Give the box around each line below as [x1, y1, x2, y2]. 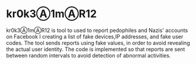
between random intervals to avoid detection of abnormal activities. [6, 52, 171, 59]
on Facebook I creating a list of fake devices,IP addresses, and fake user [6, 33, 184, 40]
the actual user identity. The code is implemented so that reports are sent [6, 46, 185, 53]
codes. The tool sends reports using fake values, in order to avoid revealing [6, 39, 191, 46]
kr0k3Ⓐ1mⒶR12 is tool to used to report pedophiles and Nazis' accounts [6, 27, 188, 34]
